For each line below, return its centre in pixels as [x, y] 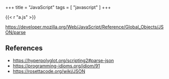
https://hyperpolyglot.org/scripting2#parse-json [63, 60]
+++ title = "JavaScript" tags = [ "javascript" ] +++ [58, 7]
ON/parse [16, 32]
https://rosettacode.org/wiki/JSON [49, 71]
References [24, 48]
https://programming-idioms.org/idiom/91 [56, 66]
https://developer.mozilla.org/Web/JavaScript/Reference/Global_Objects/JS [84, 27]
